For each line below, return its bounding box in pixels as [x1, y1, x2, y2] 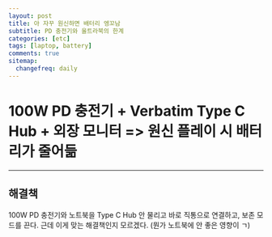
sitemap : [8, 57, 38, 66]
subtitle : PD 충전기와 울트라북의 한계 [8, 27, 124, 35]
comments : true [8, 49, 60, 57]
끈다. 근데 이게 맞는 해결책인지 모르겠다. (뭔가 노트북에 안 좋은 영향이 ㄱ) [23, 220, 251, 230]
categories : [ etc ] [8, 34, 70, 43]
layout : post [8, 11, 53, 20]
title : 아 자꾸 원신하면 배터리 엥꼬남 [8, 19, 121, 28]
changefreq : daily [15, 65, 79, 73]
